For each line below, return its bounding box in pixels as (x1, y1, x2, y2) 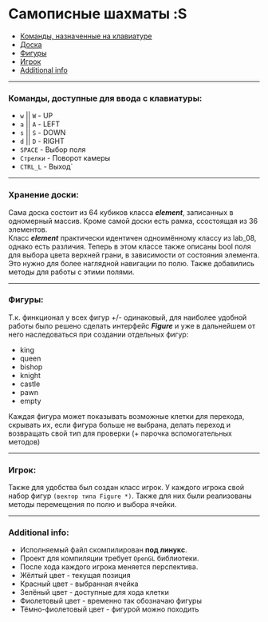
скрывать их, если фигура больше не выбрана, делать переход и (8, 420, 231, 429)
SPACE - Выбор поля (19, 145, 86, 154)
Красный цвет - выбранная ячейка (19, 579, 139, 588)
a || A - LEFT (19, 119, 61, 129)
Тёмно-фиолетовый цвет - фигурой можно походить (19, 604, 199, 614)
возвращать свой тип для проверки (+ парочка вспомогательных (8, 429, 233, 438)
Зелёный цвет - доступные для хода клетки (19, 588, 169, 597)
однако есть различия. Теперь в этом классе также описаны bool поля (8, 241, 251, 251)
